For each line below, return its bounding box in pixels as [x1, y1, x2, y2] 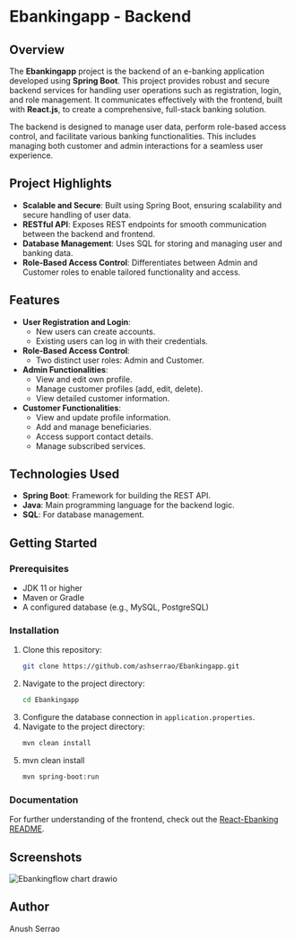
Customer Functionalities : [22, 402, 121, 413]
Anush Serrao [9, 923, 60, 934]
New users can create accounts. [35, 326, 156, 337]
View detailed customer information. [35, 392, 170, 403]
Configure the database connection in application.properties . [22, 712, 256, 723]
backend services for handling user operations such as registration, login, [9, 85, 282, 95]
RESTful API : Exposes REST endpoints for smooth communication [22, 218, 267, 230]
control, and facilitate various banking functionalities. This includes [9, 131, 256, 141]
